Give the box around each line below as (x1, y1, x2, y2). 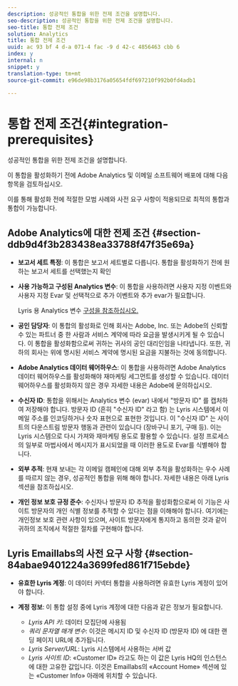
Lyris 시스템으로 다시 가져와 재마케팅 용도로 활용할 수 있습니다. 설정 (17, 432, 205, 440)
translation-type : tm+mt (7, 70, 81, 77)
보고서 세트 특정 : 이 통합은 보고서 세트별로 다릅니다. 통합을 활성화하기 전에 (17, 258, 223, 267)
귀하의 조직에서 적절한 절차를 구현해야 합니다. (17, 524, 144, 533)
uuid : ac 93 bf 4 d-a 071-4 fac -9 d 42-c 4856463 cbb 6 (7, 43, 180, 51)
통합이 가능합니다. (7, 204, 58, 212)
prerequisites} (7, 131, 94, 147)
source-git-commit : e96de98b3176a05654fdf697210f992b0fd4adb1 (7, 76, 196, 84)
